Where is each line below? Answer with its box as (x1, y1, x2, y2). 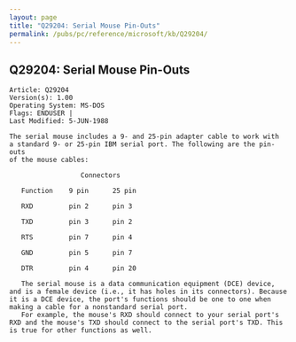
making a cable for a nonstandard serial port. (9, 303, 189, 312)
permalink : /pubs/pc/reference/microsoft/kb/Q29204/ (9, 29, 208, 38)
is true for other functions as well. (9, 326, 152, 335)
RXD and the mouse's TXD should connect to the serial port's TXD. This (9, 318, 284, 328)
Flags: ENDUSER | (9, 109, 74, 118)
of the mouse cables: (9, 156, 90, 165)
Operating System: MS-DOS (9, 101, 105, 111)
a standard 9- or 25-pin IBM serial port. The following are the (9, 140, 255, 149)
